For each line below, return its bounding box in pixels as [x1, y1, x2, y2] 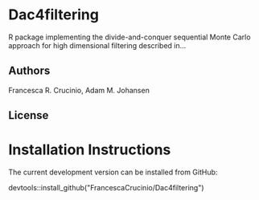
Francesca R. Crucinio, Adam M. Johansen [8, 85, 150, 95]
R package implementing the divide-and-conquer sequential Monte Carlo [8, 32, 251, 42]
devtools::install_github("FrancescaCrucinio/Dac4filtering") [8, 183, 204, 193]
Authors [8, 64, 51, 78]
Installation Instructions [8, 141, 171, 159]
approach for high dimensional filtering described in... [8, 40, 187, 50]
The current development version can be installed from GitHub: [8, 167, 218, 178]
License [8, 108, 49, 122]
